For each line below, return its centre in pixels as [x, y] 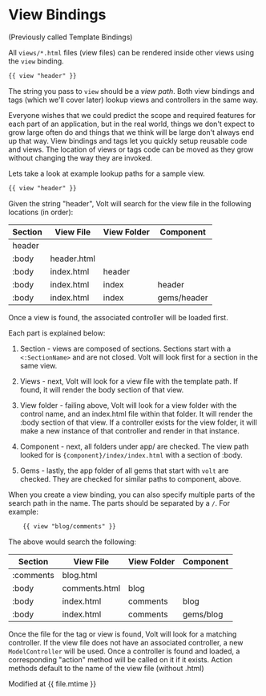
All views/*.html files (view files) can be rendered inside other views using [131, 52]
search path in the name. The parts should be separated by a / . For [119, 503]
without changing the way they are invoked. [81, 157]
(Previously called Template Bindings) [71, 37]
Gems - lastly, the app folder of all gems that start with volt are [124, 470]
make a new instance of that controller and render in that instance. [130, 430]
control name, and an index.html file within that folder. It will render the [136, 413]
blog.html [80, 575]
